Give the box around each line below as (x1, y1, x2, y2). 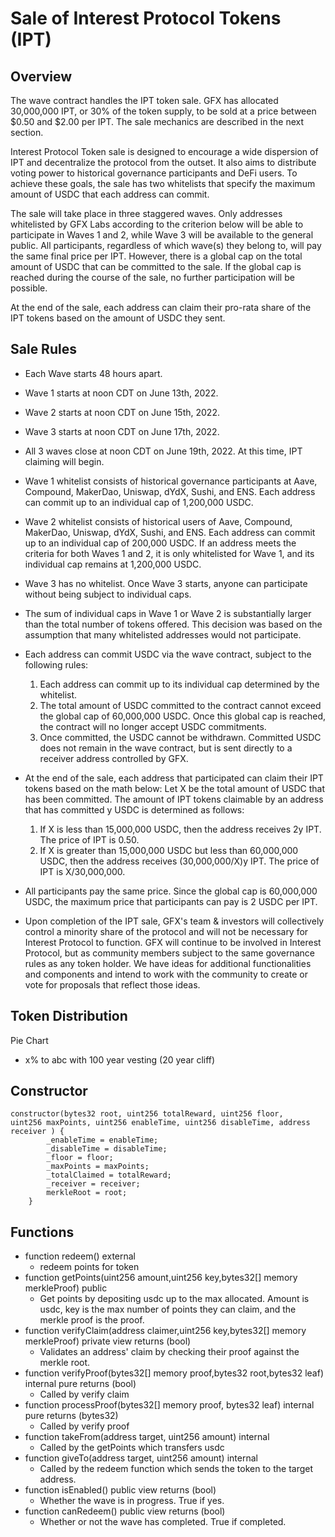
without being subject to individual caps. (24, 588, 192, 600)
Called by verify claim (39, 1388, 130, 1401)
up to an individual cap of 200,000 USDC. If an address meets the (24, 537, 297, 549)
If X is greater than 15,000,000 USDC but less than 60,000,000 (39, 844, 299, 856)
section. (10, 127, 44, 138)
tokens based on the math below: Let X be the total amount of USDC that (24, 782, 326, 794)
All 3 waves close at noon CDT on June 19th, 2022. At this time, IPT (24, 445, 303, 457)
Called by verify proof (39, 1420, 130, 1432)
